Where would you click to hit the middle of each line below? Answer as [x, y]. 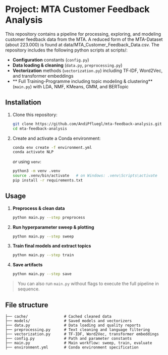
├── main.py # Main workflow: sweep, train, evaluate [79, 343]
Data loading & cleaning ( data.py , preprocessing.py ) [67, 65]
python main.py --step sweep [43, 236]
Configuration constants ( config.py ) [51, 60]
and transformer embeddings [43, 76]
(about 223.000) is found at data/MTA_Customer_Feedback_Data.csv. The [82, 44]
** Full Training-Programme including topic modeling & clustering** [82, 81]
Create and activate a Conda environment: [57, 138]
